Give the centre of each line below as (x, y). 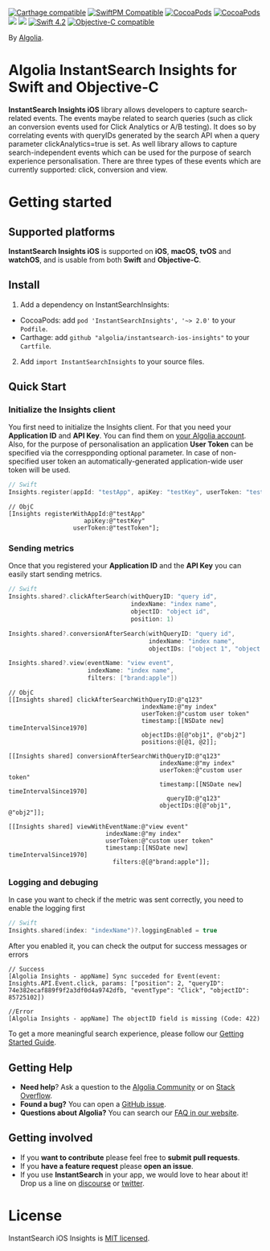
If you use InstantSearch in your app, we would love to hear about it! (134, 1174)
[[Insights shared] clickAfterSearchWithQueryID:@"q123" (106, 700)
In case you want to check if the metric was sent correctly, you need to (126, 900)
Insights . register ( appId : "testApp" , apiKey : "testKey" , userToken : (125, 493)
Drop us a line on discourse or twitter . (82, 1183)
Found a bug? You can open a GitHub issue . (93, 1103)
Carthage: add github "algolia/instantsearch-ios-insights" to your (135, 337)
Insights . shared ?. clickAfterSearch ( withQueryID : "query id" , (113, 596)
